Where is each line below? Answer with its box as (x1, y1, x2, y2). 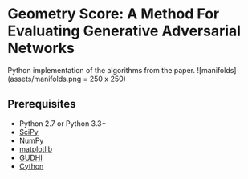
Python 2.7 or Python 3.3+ (18, 118, 107, 128)
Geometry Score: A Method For (7, 5, 220, 23)
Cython (18, 161, 44, 171)
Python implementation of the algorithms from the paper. (7, 65, 196, 75)
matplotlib (18, 144, 53, 153)
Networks (7, 39, 75, 57)
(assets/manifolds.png (7, 74, 82, 83)
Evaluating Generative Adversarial (7, 22, 242, 40)
